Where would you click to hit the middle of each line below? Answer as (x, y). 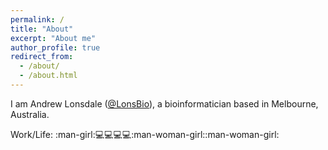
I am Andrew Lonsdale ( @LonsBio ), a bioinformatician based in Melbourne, (164, 103)
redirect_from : (42, 57)
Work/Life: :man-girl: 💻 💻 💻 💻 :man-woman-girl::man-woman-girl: (145, 134)
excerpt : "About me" (53, 38)
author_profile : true (55, 47)
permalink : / (37, 19)
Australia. (30, 114)
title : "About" (42, 29)
